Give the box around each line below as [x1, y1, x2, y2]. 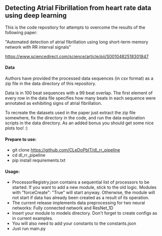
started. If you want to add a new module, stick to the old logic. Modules [12, 185, 157, 190]
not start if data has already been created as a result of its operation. [12, 195, 149, 201]
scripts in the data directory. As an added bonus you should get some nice [5, 120, 154, 126]
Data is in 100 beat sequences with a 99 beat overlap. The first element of [5, 90, 153, 96]
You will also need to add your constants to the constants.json [12, 220, 137, 226]
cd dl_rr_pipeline [12, 152, 46, 158]
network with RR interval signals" [5, 44, 71, 50]
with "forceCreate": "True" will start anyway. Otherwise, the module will [12, 189, 155, 196]
